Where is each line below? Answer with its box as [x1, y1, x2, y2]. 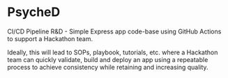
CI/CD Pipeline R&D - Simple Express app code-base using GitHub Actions [7, 27, 222, 36]
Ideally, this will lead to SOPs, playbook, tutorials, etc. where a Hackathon [7, 48, 218, 56]
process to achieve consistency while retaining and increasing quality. [7, 63, 208, 71]
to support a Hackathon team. [7, 34, 93, 42]
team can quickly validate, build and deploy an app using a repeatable [7, 55, 208, 63]
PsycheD [7, 4, 61, 20]
